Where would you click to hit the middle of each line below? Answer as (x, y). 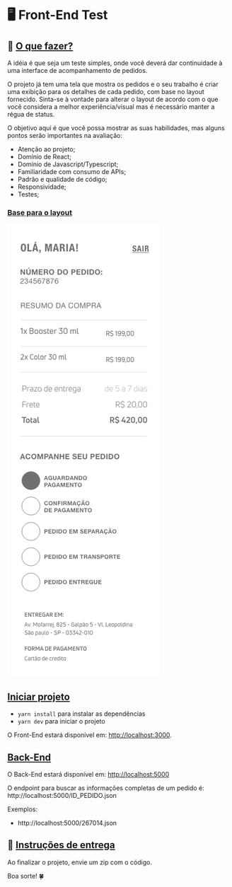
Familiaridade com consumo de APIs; (71, 172)
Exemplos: (22, 809)
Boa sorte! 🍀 (26, 876)
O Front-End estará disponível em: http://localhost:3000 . (89, 735)
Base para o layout (40, 212)
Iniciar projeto (39, 696)
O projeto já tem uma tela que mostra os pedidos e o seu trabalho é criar (113, 84)
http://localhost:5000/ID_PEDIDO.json (62, 795)
